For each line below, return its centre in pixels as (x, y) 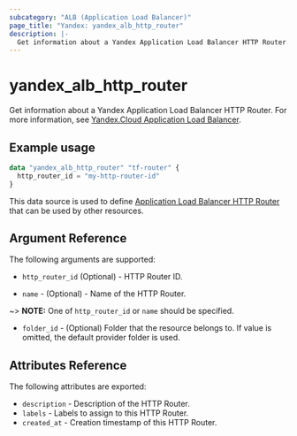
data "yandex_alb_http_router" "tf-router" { (94, 168)
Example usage (52, 147)
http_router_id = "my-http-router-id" (89, 176)
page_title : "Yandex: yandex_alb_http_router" (96, 26)
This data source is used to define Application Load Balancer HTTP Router (145, 201)
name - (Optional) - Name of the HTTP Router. (104, 294)
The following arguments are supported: (83, 260)
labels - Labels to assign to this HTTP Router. (105, 413)
